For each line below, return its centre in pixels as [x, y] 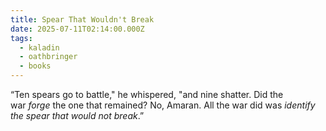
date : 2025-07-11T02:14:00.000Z [77, 29]
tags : [21, 38]
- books [35, 66]
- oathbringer [48, 57]
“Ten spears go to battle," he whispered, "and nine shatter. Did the [147, 94]
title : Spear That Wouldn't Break [82, 19]
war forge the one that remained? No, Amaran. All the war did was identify [163, 105]
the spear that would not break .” [77, 115]
